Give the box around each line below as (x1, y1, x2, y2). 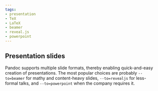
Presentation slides (5, 52, 65, 61)
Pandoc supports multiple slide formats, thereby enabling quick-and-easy (5, 65, 154, 71)
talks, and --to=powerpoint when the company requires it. (19, 80, 135, 86)
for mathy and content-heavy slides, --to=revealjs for (26, 75, 135, 81)
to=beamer (5, 76, 25, 81)
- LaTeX (5, 20, 21, 26)
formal (5, 80, 19, 86)
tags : (5, 7, 16, 12)
